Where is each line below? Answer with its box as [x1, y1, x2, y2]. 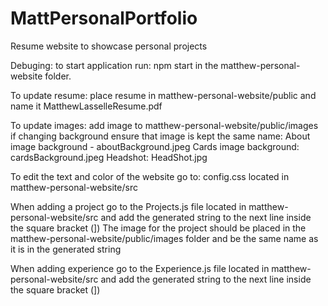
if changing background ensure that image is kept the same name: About [10, 130, 311, 142]
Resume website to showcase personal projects [10, 40, 208, 52]
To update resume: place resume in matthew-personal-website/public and [10, 89, 317, 101]
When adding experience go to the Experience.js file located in [10, 262, 270, 274]
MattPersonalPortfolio [10, 7, 198, 30]
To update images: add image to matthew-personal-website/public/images [10, 119, 319, 131]
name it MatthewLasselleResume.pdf [10, 100, 163, 112]
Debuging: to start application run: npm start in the [10, 59, 219, 71]
